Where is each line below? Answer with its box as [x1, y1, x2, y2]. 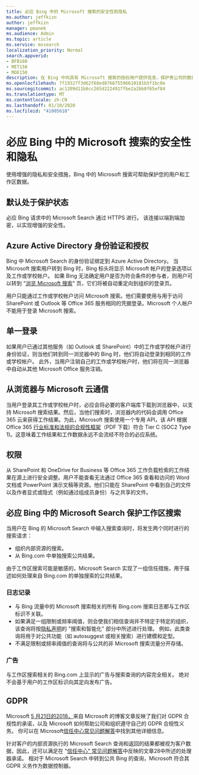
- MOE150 [6, 69, 28, 75]
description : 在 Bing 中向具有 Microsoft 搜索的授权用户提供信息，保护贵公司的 [6, 75, 188, 81]
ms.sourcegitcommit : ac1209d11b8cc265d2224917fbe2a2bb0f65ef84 [6, 86, 166, 92]
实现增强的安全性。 [21, 222, 69, 229]
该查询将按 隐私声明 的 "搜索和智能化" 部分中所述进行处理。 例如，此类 [14, 625, 185, 632]
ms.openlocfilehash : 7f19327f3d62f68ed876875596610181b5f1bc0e [6, 81, 166, 87]
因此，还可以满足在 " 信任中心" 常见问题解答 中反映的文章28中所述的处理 [16, 747, 192, 754]
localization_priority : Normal [6, 47, 84, 53]
